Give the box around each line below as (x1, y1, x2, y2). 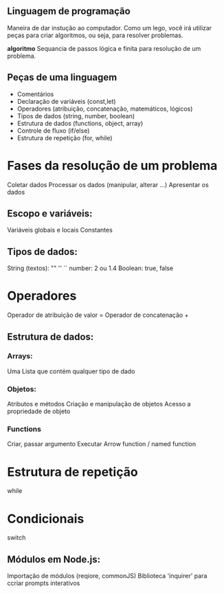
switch (7, 533, 26, 542)
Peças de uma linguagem (7, 71, 117, 83)
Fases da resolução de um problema (7, 157, 218, 173)
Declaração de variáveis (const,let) (16, 97, 116, 105)
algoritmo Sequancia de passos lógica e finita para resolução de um (7, 44, 201, 52)
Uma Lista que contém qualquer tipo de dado (7, 367, 135, 375)
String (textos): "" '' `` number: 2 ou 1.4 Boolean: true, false (7, 264, 174, 272)
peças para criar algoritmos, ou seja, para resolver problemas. (7, 31, 183, 39)
